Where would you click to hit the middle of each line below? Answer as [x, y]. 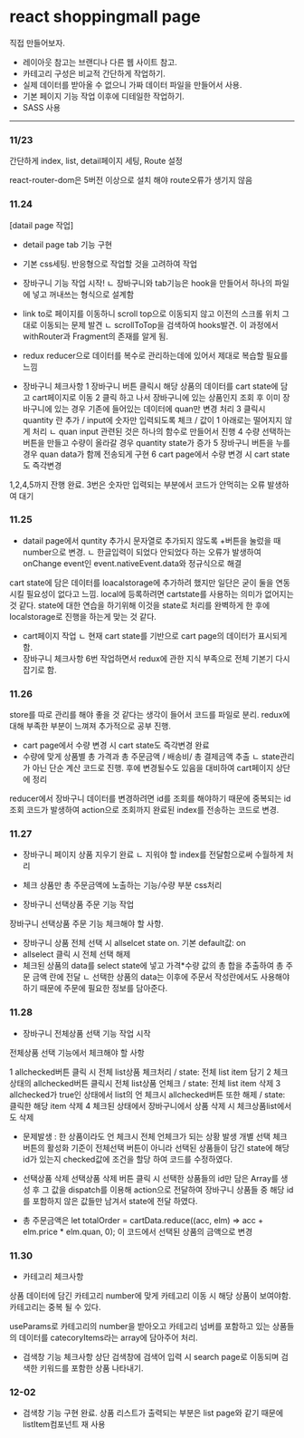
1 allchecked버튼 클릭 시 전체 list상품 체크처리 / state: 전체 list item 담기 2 [140, 1072]
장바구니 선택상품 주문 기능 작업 [78, 904]
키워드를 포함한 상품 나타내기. [91, 1368]
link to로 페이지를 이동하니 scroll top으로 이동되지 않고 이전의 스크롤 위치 [151, 314]
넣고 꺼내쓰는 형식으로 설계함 [83, 294]
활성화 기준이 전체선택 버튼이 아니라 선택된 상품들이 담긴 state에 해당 [168, 1147]
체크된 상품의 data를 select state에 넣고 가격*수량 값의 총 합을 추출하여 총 [153, 966]
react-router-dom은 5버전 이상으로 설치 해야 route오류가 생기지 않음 [131, 180]
